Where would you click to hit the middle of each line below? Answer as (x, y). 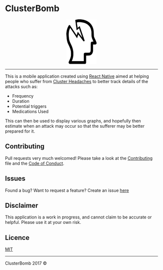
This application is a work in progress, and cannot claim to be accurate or (78, 217)
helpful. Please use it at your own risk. (43, 222)
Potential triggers (29, 106)
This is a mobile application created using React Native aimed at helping (77, 76)
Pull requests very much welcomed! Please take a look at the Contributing (79, 158)
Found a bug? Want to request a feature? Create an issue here (67, 190)
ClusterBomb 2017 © (26, 263)
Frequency (23, 96)
